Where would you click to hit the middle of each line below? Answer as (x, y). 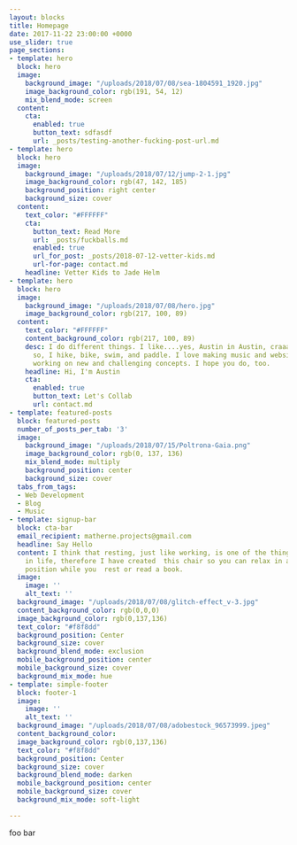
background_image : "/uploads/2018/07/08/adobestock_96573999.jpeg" (144, 726)
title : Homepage (39, 26)
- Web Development (51, 495)
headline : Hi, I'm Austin (73, 372)
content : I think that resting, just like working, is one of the (142, 553)
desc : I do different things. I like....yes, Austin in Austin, (146, 346)
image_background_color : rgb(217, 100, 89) (107, 314)
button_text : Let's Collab (82, 396)
